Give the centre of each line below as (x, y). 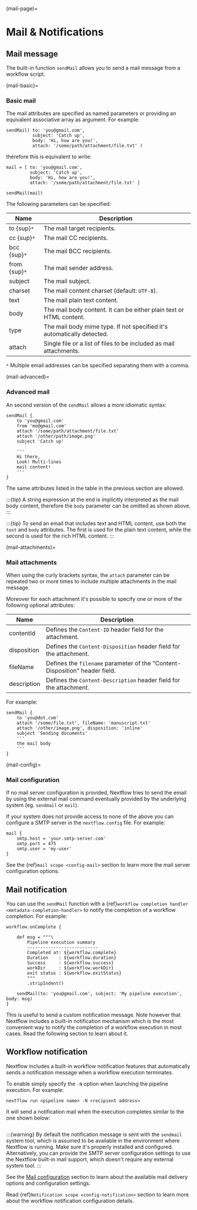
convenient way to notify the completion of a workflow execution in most (94, 1027)
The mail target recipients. (80, 228)
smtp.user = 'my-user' (44, 849)
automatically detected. (76, 334)
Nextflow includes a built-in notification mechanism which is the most (90, 1021)
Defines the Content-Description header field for (113, 680)
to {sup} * (21, 228)
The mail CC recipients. (76, 238)
